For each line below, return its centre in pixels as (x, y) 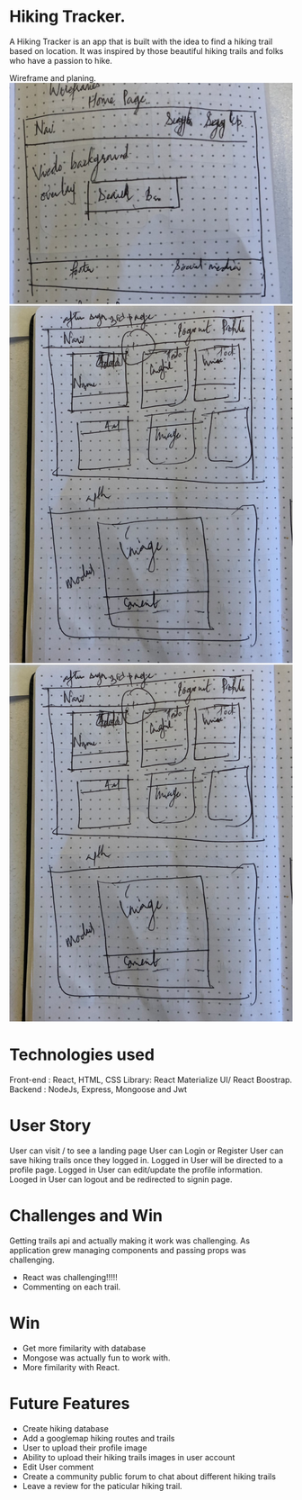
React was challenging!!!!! (70, 1278)
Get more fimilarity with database (84, 1349)
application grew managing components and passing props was (128, 1251)
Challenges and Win (86, 1216)
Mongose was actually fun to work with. (96, 1358)
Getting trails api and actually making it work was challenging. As (129, 1241)
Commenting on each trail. (71, 1287)
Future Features (70, 1404)
